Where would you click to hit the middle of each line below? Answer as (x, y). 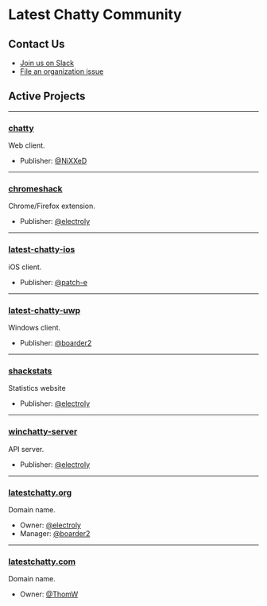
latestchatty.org (40, 492)
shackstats (30, 371)
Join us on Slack (46, 63)
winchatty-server (43, 432)
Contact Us (37, 44)
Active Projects (47, 96)
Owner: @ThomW (49, 594)
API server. (26, 449)
